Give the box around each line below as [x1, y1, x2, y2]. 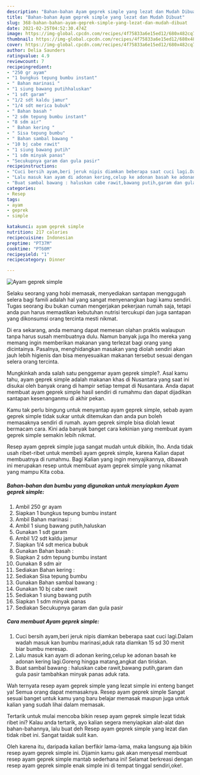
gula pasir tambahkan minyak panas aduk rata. [15, 670, 130, 678]
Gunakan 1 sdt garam [15, 529, 68, 536]
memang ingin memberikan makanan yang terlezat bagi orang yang [7, 339, 172, 346]
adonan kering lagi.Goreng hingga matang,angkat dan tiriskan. [15, 658, 168, 665]
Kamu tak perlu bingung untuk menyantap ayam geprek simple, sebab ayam [7, 406, 193, 413]
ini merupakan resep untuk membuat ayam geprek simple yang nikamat [7, 462, 182, 469]
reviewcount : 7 [7, 58, 45, 64]
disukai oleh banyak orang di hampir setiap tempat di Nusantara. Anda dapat [7, 382, 194, 390]
